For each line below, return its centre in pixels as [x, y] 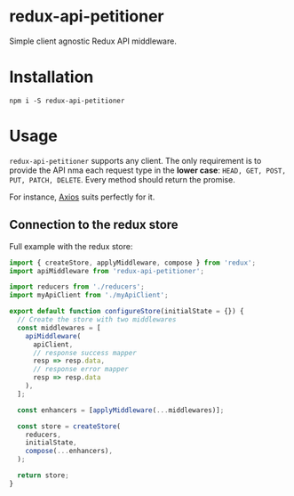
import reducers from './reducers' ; [77, 287]
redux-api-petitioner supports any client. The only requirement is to [135, 160]
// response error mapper [80, 370]
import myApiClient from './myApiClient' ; [89, 296]
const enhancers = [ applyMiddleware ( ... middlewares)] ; [121, 410]
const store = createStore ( [69, 426]
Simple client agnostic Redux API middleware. [93, 41]
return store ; [43, 476]
